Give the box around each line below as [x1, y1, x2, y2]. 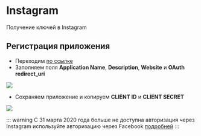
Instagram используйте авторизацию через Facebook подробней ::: [6, 122, 180, 130]
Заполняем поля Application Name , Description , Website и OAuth [14, 63, 185, 71]
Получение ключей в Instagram [6, 24, 87, 31]
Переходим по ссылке [14, 57, 74, 64]
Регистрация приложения [6, 41, 110, 51]
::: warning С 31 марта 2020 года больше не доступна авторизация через [6, 116, 195, 123]
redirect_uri [14, 70, 45, 77]
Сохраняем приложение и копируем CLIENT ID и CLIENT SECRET [14, 93, 184, 100]
